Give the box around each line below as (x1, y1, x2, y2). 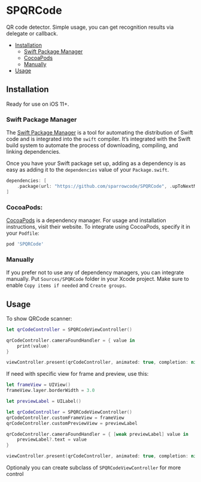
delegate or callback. (6, 29, 58, 37)
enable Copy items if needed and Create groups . (6, 282, 127, 289)
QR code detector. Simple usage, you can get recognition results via (6, 23, 174, 31)
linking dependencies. (6, 148, 61, 155)
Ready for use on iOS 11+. (6, 100, 69, 107)
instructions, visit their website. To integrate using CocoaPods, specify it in (6, 223, 190, 230)
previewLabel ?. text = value (17, 436, 87, 443)
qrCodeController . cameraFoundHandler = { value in (6, 337, 135, 343)
